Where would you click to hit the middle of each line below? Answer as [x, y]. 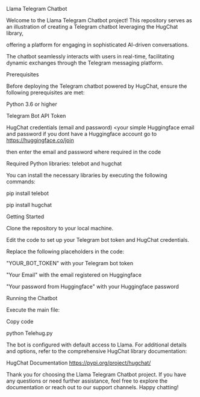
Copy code [20, 322]
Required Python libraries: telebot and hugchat [64, 164]
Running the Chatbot [32, 298]
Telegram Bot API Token [36, 116]
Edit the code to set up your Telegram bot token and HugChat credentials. [98, 240]
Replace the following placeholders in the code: [65, 251]
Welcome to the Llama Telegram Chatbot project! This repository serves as [99, 20]
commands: [21, 182]
